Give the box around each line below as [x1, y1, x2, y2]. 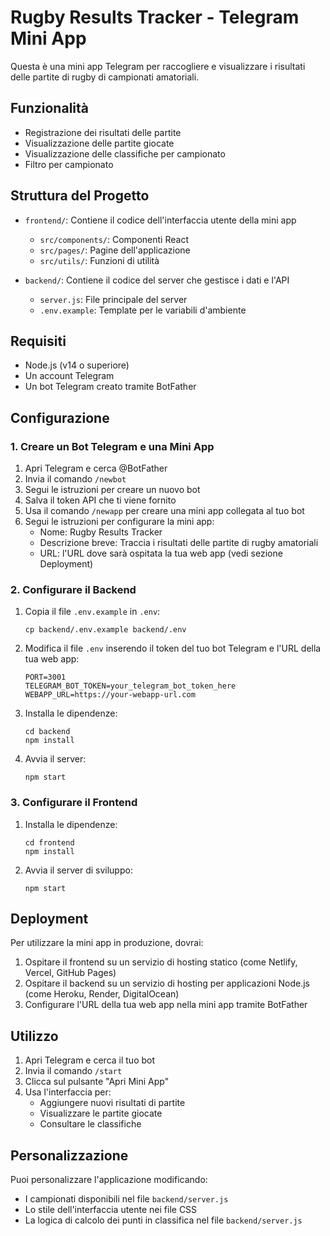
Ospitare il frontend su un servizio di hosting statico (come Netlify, [24, 956, 298, 968]
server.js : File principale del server [39, 293, 188, 305]
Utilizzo [10, 1027, 59, 1045]
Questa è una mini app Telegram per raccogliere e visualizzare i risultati [10, 60, 306, 72]
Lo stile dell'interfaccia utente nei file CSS [24, 1204, 198, 1216]
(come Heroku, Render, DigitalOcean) [24, 988, 180, 1000]
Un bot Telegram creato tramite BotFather [24, 381, 197, 393]
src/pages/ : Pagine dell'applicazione [39, 244, 191, 256]
